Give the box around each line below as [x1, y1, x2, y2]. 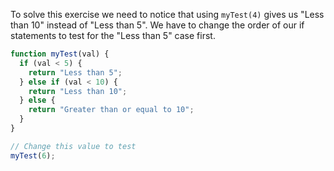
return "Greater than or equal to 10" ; [28, 105, 195, 115]
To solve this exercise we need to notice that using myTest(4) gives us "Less [10, 9, 325, 20]
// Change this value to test [10, 141, 137, 151]
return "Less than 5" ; [28, 67, 123, 78]
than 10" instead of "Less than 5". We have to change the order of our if [10, 19, 305, 31]
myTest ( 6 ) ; [10, 150, 56, 161]
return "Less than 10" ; [28, 86, 128, 96]
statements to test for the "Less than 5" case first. [10, 30, 216, 41]
